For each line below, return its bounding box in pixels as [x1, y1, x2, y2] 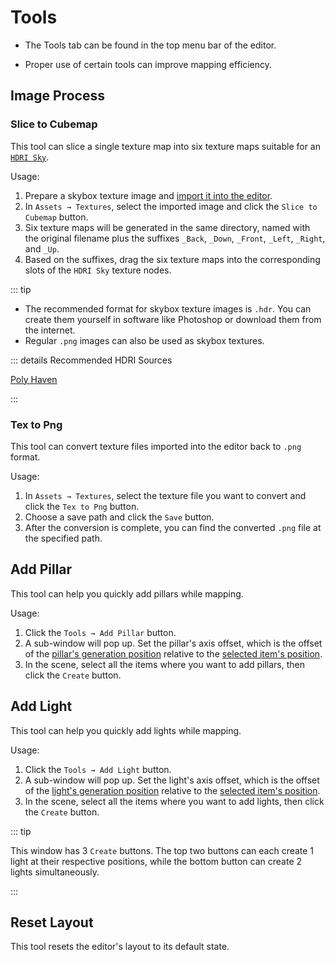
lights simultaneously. [10, 866, 100, 878]
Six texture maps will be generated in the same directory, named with [24, 221, 311, 233]
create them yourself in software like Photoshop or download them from [24, 313, 322, 325]
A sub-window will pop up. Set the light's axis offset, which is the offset [24, 774, 320, 786]
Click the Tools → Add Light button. [24, 763, 172, 775]
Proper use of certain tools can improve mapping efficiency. [24, 58, 273, 70]
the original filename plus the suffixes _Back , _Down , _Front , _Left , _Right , [24, 232, 326, 244]
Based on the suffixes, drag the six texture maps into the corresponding [24, 253, 321, 265]
